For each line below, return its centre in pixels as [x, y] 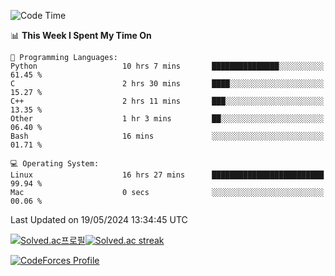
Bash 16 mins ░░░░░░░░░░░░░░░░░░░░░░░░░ [167, 136]
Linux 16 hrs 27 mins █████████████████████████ [167, 175]
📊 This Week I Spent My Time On [81, 35]
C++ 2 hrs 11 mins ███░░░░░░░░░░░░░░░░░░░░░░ [167, 101]
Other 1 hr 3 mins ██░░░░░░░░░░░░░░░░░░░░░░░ [167, 119]
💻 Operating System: [55, 164]
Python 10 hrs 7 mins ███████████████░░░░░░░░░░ [167, 66]
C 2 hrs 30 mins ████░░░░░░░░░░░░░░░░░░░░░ [167, 84]
